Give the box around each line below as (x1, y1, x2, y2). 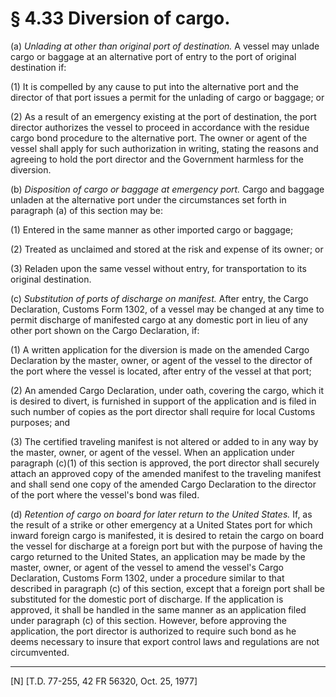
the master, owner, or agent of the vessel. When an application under (10, 446, 295, 458)
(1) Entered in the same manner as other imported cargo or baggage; (10, 223, 294, 236)
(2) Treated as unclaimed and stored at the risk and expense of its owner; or (10, 243, 324, 255)
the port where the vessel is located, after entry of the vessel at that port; (10, 365, 312, 377)
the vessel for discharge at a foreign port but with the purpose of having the (10, 540, 323, 552)
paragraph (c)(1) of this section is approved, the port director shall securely (10, 457, 320, 469)
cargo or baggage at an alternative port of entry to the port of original (10, 50, 297, 62)
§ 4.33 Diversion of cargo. (10, 7, 231, 30)
